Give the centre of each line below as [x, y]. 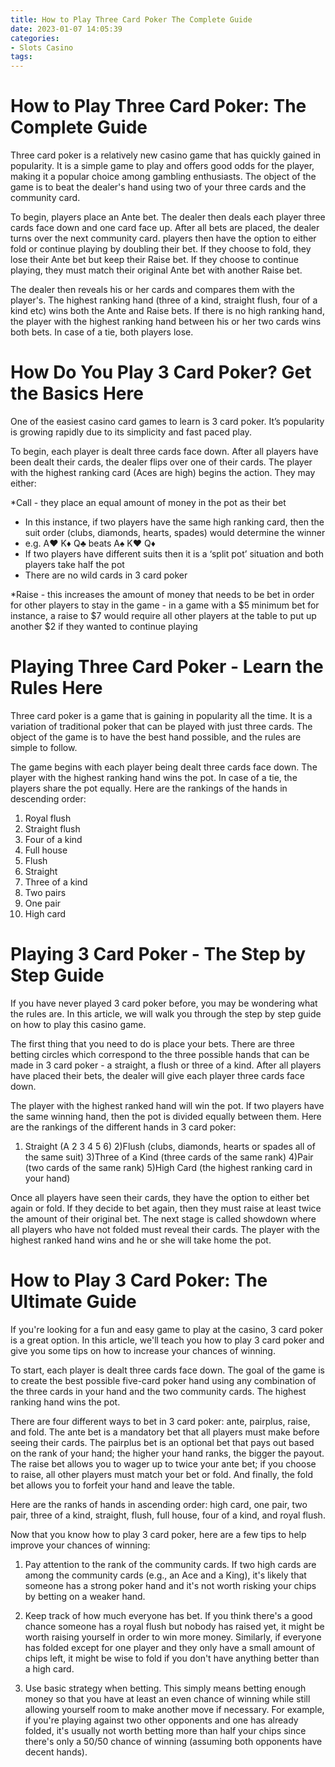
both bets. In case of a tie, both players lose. [102, 332]
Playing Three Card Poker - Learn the [167, 667]
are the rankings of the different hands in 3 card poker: [123, 1127]
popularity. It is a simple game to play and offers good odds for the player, [162, 166]
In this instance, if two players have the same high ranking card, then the [174, 522]
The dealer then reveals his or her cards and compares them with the [152, 290]
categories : [35, 38]
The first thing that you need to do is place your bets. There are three [152, 1043]
